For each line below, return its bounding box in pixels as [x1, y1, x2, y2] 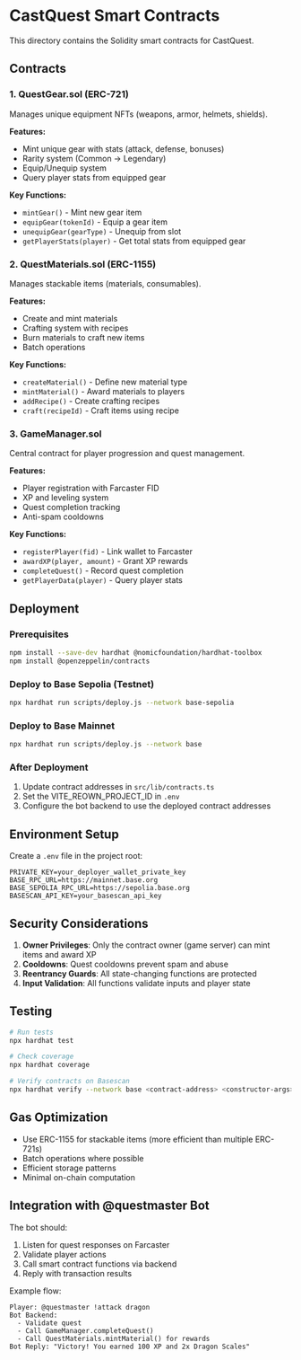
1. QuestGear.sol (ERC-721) [9, 88, 130, 101]
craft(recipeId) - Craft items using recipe [21, 405, 179, 416]
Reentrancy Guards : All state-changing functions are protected [21, 967, 257, 979]
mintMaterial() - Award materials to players [21, 385, 185, 396]
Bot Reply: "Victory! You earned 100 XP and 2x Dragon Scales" [9, 1342, 251, 1351]
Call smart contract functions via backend [21, 1258, 177, 1269]
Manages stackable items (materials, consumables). [9, 278, 202, 288]
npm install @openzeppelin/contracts [9, 657, 150, 666]
